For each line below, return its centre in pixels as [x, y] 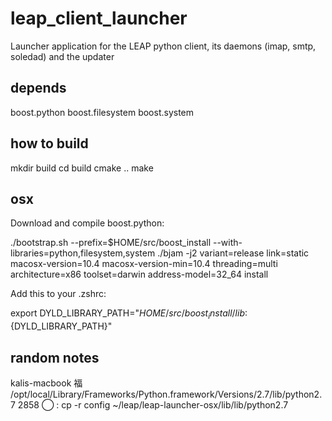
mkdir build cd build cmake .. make [82, 168]
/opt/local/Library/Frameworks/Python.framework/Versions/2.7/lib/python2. [166, 394]
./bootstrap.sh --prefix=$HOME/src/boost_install [111, 243]
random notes [55, 357]
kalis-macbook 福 [46, 383]
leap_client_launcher [99, 18]
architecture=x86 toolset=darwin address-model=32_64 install [139, 274]
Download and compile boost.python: [87, 223]
